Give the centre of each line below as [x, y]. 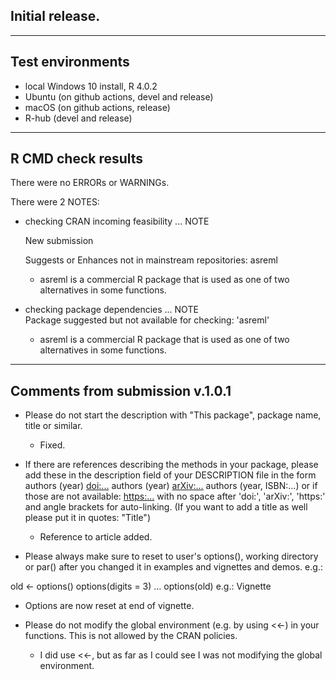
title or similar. [53, 426]
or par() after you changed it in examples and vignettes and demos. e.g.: [173, 567]
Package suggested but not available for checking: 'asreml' [147, 320]
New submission [59, 241]
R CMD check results [77, 159]
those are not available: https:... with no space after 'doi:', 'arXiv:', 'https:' [175, 496]
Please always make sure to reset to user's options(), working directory [171, 556]
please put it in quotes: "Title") [88, 518]
